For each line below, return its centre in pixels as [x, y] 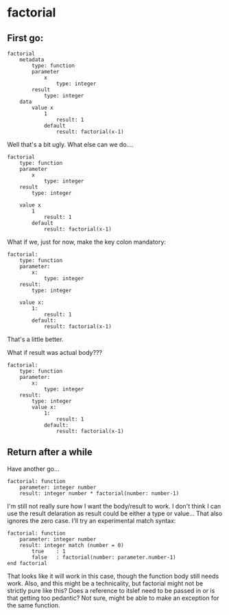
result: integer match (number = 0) [72, 545]
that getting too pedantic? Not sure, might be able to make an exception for [113, 598]
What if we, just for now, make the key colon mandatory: [87, 242]
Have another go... [33, 469]
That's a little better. [35, 339]
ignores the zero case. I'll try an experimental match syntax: [92, 520]
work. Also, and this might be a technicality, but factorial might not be [105, 583]
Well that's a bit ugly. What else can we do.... [70, 144]
